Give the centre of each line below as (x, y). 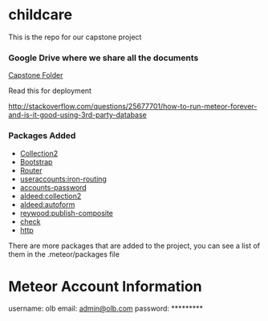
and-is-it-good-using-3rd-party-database (77, 115)
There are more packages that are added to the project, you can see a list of (134, 246)
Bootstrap (36, 161)
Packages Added (42, 136)
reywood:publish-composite (67, 213)
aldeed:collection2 (51, 196)
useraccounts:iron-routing (63, 179)
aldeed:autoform (47, 204)
